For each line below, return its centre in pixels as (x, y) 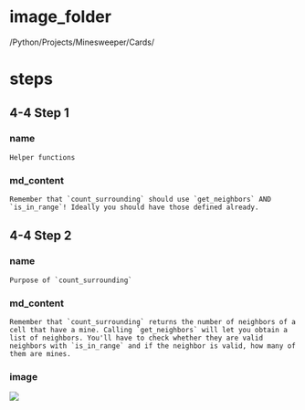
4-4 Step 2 (41, 235)
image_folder (61, 17)
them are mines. (40, 354)
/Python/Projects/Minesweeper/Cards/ (82, 42)
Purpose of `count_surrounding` (71, 280)
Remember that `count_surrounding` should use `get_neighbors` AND (141, 200)
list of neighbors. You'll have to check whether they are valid (136, 338)
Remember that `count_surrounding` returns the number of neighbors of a (153, 322)
